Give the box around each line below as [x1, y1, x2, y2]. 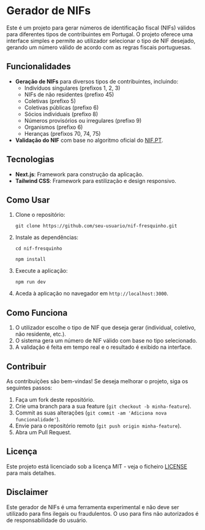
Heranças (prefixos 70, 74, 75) [24, 130, 101, 137]
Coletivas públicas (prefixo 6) [24, 104, 99, 111]
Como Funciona [6, 308, 68, 318]
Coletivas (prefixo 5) [24, 97, 76, 104]
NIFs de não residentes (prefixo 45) [24, 90, 114, 98]
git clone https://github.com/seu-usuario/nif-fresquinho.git [15, 223, 177, 229]
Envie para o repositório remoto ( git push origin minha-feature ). [15, 422, 182, 429]
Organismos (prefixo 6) [24, 123, 83, 131]
